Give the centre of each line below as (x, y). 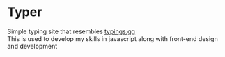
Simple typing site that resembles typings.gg (71, 31)
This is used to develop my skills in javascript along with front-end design (113, 38)
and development (32, 46)
